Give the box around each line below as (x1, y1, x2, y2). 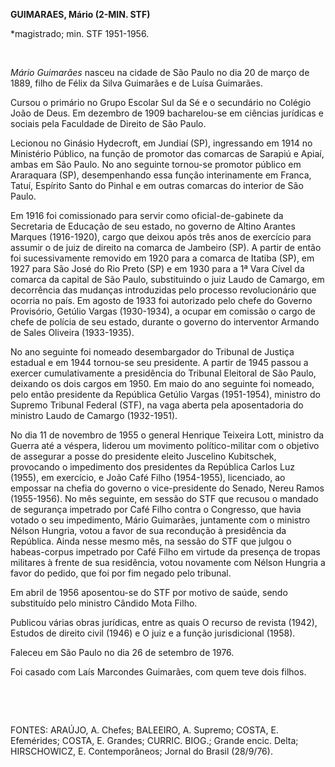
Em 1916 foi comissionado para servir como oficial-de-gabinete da (10, 210, 284, 221)
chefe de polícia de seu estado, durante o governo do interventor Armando (10, 316, 320, 328)
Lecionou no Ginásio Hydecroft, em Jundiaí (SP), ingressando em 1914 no (10, 137, 313, 149)
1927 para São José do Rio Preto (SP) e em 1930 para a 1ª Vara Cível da (10, 263, 305, 274)
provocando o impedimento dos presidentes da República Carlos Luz (10, 461, 295, 473)
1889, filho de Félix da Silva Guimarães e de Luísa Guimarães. (10, 77, 263, 89)
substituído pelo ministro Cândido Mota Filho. (10, 597, 198, 609)
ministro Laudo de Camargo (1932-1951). (10, 410, 178, 421)
